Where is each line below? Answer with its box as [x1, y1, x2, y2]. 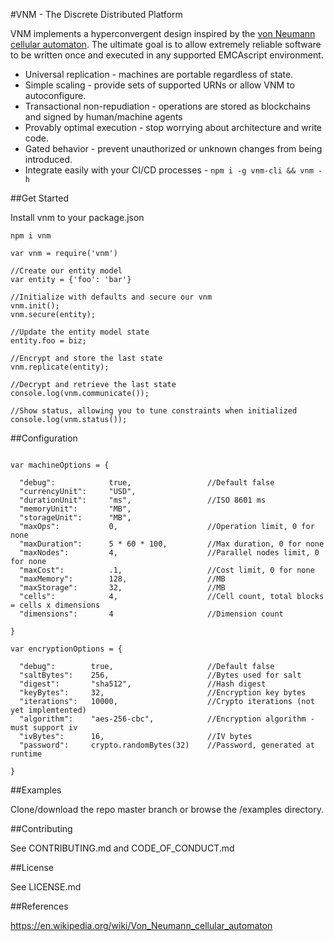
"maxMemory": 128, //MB [19, 574, 226, 584]
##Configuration [10, 432, 78, 444]
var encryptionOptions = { [10, 644, 123, 654]
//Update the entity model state [10, 327, 150, 337]
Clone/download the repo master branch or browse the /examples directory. [10, 804, 324, 815]
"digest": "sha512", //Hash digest [19, 679, 267, 689]
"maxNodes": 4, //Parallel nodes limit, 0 [19, 548, 320, 558]
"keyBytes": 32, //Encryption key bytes [19, 688, 307, 698]
